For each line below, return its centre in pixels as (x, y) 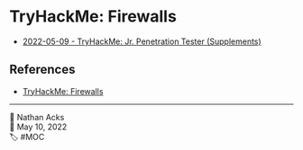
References (42, 70)
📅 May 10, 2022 (38, 127)
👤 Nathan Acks (37, 117)
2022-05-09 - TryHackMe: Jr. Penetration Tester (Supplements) (142, 41)
